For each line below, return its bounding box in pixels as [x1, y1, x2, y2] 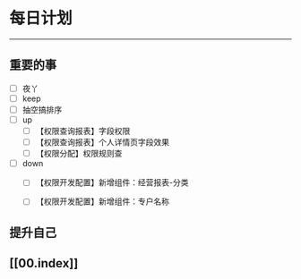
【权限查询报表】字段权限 [35, 126, 131, 136]
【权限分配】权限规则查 [35, 148, 123, 159]
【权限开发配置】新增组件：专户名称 [35, 196, 170, 207]
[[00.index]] [9, 256, 79, 271]
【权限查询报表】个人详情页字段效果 [35, 137, 170, 148]
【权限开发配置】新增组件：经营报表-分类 [35, 177, 190, 188]
